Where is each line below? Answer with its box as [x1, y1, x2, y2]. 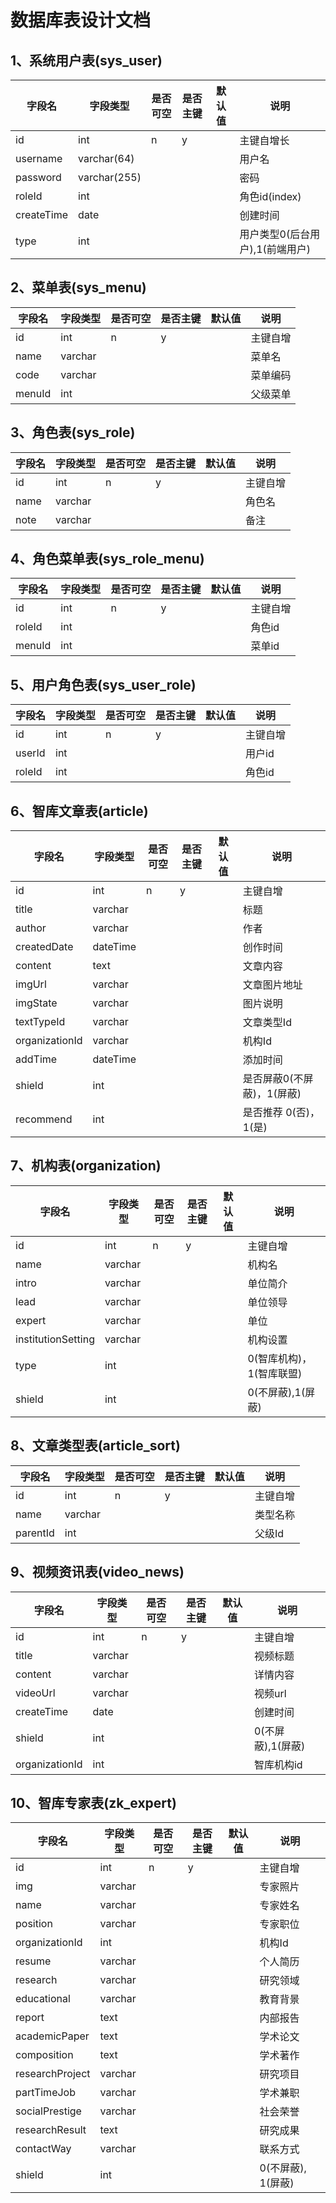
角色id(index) [239, 190, 302, 203]
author [15, 921, 47, 935]
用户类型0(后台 [239, 227, 311, 241]
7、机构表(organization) [10, 1157, 162, 1175]
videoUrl [15, 1686, 56, 1700]
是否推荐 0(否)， [242, 1106, 321, 1120]
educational [15, 1992, 71, 2006]
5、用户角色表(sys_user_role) [10, 676, 197, 693]
